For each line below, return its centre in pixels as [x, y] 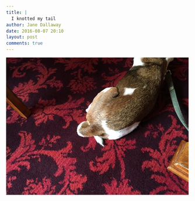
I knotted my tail [34, 18]
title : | [17, 12]
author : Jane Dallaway [34, 25]
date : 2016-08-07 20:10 [35, 31]
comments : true [25, 43]
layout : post [22, 37]
